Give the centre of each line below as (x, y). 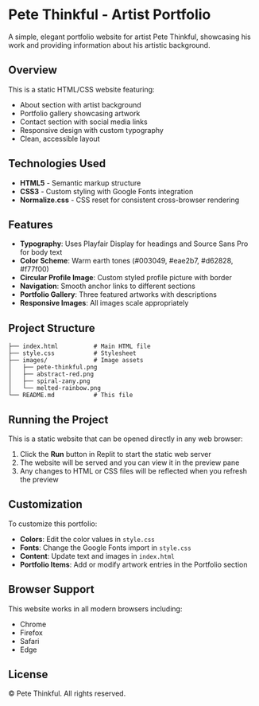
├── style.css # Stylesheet (72, 353)
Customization (46, 504)
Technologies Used (57, 164)
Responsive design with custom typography (92, 130)
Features (31, 224)
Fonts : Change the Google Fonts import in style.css (106, 548)
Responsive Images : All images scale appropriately (104, 303)
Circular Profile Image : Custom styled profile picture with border (126, 278)
